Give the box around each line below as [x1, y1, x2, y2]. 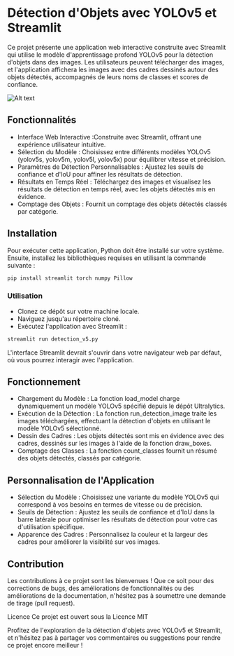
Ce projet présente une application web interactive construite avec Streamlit [7, 43, 226, 51]
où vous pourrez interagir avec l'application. [7, 355, 134, 364]
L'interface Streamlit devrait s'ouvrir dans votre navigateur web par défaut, [7, 348, 222, 357]
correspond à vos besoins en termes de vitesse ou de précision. [17, 500, 203, 509]
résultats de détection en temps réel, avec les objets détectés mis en [17, 184, 216, 193]
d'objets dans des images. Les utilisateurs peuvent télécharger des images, [7, 57, 225, 66]
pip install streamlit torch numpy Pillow [7, 275, 133, 282]
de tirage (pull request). [7, 599, 75, 608]
